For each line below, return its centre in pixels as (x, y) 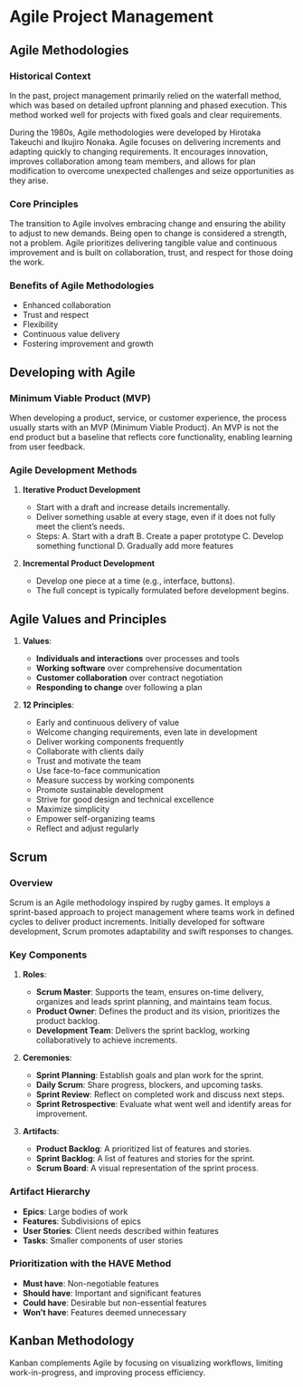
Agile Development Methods (73, 470)
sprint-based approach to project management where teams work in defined (152, 911)
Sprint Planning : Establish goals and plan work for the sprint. (150, 1075)
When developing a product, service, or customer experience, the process (148, 418)
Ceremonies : (47, 1058)
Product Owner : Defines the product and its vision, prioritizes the (158, 1011)
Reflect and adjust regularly (87, 828)
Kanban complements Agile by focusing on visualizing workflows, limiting (146, 1363)
